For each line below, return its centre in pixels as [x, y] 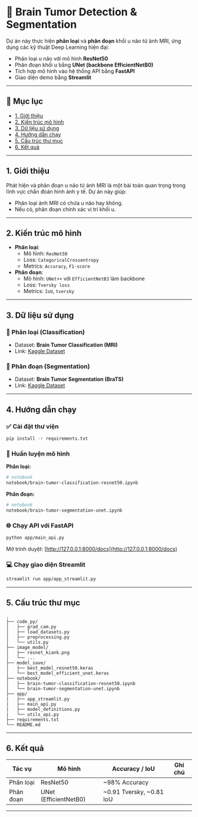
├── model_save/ [26, 663]
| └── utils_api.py [33, 714]
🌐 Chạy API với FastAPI [40, 525]
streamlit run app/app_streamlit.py [51, 579]
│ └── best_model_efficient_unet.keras [58, 673]
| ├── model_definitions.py [43, 709]
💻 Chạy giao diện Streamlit [46, 564]
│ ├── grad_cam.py [32, 627]
